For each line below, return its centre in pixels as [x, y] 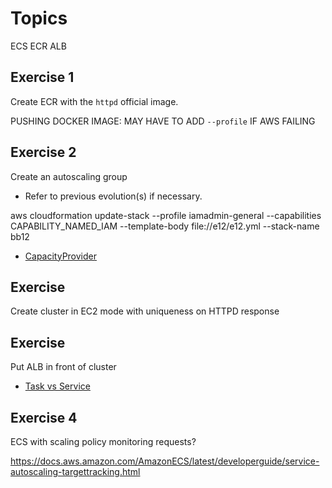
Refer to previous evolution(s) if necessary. [113, 196]
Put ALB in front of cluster [63, 367]
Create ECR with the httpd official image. [94, 101]
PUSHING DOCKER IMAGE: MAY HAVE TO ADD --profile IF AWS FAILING [163, 121]
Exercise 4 [44, 417]
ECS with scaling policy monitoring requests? [103, 441]
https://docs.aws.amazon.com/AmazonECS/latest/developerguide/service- [165, 461]
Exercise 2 [43, 152]
